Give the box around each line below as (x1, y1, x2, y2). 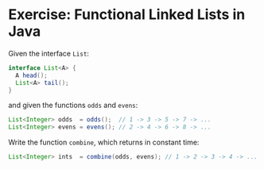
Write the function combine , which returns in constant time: (8, 137, 200, 148)
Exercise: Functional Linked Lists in (8, 6, 246, 24)
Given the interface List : (8, 48, 90, 58)
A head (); (15, 71, 48, 79)
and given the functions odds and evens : (8, 101, 138, 110)
